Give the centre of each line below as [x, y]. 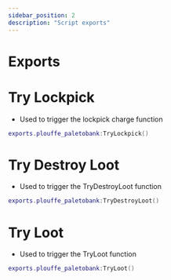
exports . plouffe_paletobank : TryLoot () [71, 269]
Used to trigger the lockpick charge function [91, 119]
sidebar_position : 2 [42, 15]
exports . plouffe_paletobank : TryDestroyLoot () [84, 201]
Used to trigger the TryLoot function [78, 254]
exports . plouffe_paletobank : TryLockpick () [78, 133]
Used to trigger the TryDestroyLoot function [91, 187]
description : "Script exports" [59, 23]
